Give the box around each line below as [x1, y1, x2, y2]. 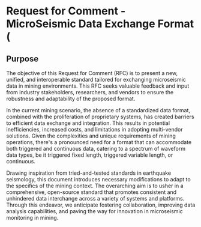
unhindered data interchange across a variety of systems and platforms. [6, 195, 185, 202]
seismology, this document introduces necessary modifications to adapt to [6, 176, 191, 183]
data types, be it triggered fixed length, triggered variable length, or [6, 151, 173, 159]
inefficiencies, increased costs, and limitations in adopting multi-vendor [6, 126, 183, 133]
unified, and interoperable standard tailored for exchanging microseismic [6, 76, 186, 83]
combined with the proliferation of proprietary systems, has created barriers [6, 113, 194, 120]
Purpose [6, 53, 39, 64]
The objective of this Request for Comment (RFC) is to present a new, [6, 70, 178, 76]
